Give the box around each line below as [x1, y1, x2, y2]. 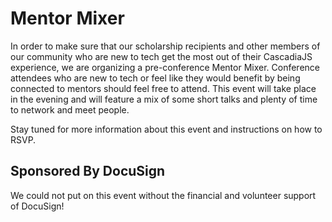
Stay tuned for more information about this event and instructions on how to [10, 123, 323, 135]
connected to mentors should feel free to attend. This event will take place [10, 82, 317, 94]
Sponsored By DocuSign [10, 163, 166, 180]
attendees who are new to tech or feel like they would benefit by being [10, 72, 301, 84]
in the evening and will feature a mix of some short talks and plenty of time [10, 93, 318, 105]
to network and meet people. [10, 103, 130, 116]
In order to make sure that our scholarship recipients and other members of [10, 40, 321, 52]
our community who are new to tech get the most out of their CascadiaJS [10, 50, 313, 62]
